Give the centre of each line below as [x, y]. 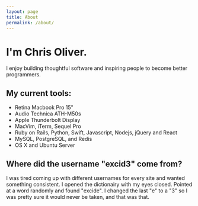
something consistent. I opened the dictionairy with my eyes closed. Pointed [99, 184]
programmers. [24, 75]
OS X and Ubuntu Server [45, 145]
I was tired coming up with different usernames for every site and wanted [96, 178]
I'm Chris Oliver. [47, 52]
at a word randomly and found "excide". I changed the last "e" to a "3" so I [97, 191]
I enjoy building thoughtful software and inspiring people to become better [97, 68]
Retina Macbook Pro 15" [44, 108]
